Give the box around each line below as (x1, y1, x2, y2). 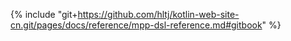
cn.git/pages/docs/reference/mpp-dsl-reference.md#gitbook (10, 19, 263, 31)
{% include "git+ (10, 9, 78, 20)
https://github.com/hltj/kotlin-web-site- (77, 9, 240, 20)
